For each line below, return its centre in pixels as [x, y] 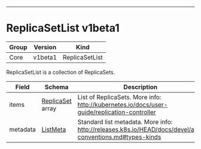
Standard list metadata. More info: [125, 122]
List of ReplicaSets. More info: [119, 97]
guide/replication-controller [117, 112]
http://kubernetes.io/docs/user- [123, 105]
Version [45, 47]
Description [141, 87]
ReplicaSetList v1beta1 [63, 28]
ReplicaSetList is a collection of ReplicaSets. [61, 72]
